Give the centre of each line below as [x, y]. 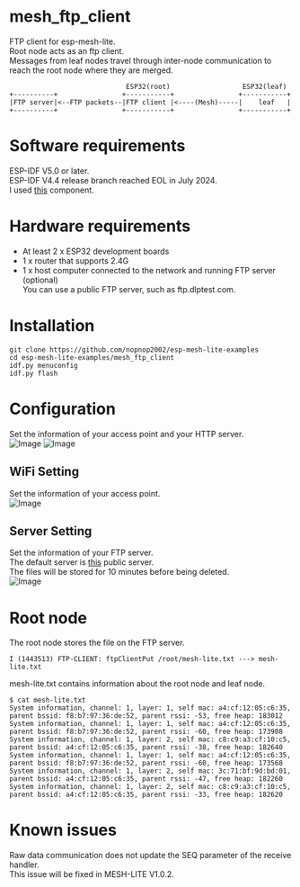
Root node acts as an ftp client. [66, 50]
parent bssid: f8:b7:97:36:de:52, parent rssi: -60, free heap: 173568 [146, 763]
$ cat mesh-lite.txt [48, 700]
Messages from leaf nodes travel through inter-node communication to [141, 60]
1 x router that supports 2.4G [75, 260]
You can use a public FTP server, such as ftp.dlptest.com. [129, 289]
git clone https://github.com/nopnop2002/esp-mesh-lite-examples [134, 349]
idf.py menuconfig [44, 365]
